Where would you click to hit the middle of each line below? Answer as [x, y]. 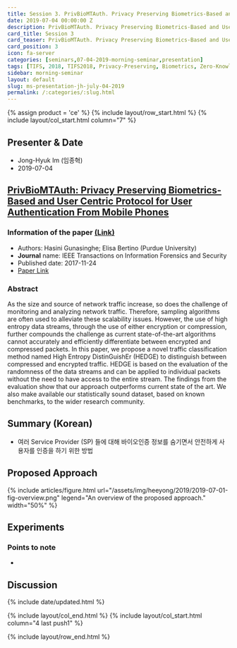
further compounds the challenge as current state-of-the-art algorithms [112, 334]
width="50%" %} [32, 505]
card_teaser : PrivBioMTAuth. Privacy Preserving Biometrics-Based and [113, 40]
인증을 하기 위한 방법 [65, 450]
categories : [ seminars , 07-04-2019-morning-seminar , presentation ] [105, 60]
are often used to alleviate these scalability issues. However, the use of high [117, 319]
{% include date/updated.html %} [56, 602]
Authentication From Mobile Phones [88, 212]
